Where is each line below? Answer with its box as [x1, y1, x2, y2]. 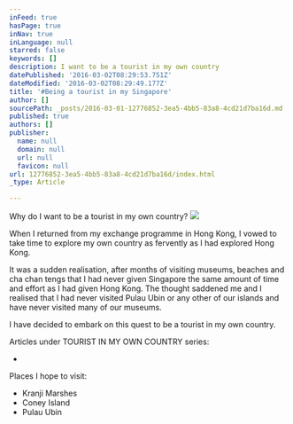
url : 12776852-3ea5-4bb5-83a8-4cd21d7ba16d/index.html [9, 169, 216, 178]
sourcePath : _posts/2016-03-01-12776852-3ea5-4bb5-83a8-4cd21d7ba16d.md [9, 104, 283, 113]
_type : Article [9, 178, 66, 187]
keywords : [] [9, 54, 58, 63]
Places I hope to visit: [9, 371, 88, 381]
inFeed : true [9, 12, 58, 22]
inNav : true [9, 29, 53, 38]
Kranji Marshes [21, 388, 78, 399]
